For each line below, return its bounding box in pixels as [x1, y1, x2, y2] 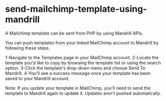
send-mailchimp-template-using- [5, 3, 147, 15]
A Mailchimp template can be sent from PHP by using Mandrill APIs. [5, 30, 144, 36]
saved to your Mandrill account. [5, 75, 70, 81]
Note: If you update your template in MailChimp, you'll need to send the [5, 85, 151, 91]
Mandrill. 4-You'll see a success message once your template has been [5, 70, 151, 76]
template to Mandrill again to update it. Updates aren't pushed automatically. [5, 90, 162, 96]
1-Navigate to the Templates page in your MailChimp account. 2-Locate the [5, 54, 159, 60]
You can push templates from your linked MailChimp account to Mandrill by [5, 39, 159, 45]
